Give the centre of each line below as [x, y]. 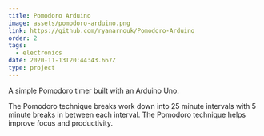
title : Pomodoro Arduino [50, 16]
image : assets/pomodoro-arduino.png [69, 23]
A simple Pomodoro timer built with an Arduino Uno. [94, 90]
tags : [17, 46]
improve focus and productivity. [61, 123]
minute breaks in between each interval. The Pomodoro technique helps [127, 114]
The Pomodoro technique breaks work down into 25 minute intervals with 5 [132, 106]
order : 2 [23, 38]
